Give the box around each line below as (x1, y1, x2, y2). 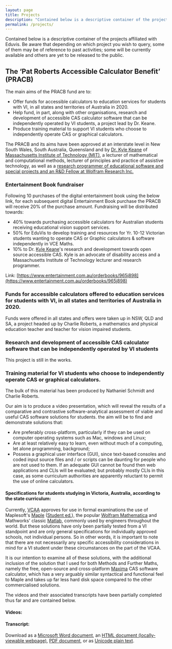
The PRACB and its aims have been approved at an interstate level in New (5, 141, 160, 148)
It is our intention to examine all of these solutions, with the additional (5, 555, 152, 561)
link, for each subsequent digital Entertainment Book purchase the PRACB (5, 198, 161, 204)
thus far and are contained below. (5, 597, 76, 603)
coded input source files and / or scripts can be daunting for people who (12, 456, 166, 463)
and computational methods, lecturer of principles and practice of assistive (5, 157, 164, 164)
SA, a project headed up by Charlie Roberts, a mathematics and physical (5, 321, 158, 327)
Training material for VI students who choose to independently (5, 369, 165, 376)
